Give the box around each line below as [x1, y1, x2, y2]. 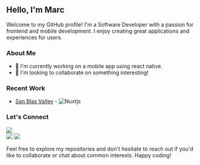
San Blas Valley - [15, 98, 58, 105]
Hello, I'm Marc [6, 5, 65, 15]
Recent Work [6, 84, 45, 92]
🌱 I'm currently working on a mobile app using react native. [15, 63, 163, 70]
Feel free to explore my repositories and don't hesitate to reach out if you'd [6, 145, 194, 152]
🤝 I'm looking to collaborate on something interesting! [15, 69, 149, 76]
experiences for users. [6, 33, 62, 41]
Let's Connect [6, 113, 49, 121]
